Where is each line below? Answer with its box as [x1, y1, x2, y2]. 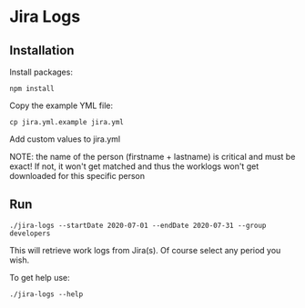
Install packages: [9, 66, 73, 77]
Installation [9, 43, 75, 58]
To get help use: [9, 272, 70, 283]
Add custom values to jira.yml [9, 134, 121, 144]
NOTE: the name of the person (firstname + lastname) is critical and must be [9, 152, 296, 162]
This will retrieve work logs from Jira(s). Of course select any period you [9, 244, 281, 255]
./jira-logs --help [9, 289, 84, 299]
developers [9, 229, 51, 238]
